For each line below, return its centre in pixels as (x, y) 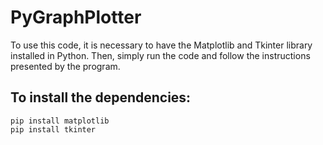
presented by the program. (65, 66)
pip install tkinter (53, 129)
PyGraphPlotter (76, 17)
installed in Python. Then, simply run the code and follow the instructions (160, 55)
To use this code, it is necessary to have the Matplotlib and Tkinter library (161, 45)
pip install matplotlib (60, 121)
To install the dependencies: (101, 97)
